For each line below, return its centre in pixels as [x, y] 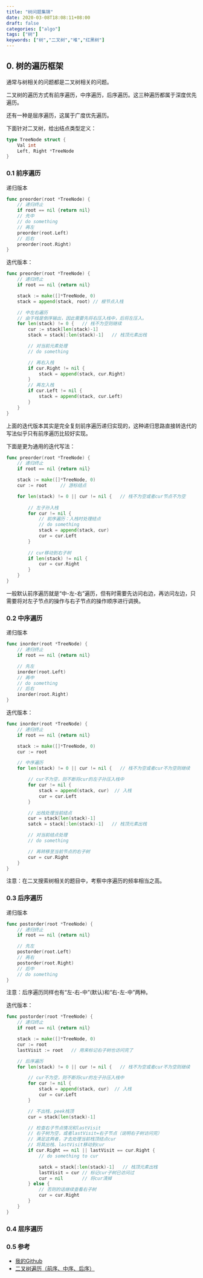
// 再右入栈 [41, 362]
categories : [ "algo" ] [34, 29]
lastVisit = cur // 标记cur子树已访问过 [86, 1172]
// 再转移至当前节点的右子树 [59, 852]
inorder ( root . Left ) [42, 672]
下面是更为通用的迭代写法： [41, 446]
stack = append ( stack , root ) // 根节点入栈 [70, 301]
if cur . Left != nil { [55, 391]
